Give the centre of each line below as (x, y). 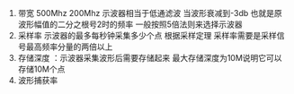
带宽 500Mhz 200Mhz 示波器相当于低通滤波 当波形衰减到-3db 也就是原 (150, 13)
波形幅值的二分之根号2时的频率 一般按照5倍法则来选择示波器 (130, 24)
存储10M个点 (41, 69)
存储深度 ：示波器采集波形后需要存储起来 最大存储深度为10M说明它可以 (150, 58)
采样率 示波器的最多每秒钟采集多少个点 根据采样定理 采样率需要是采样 (147, 35)
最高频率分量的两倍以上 (69, 47)
